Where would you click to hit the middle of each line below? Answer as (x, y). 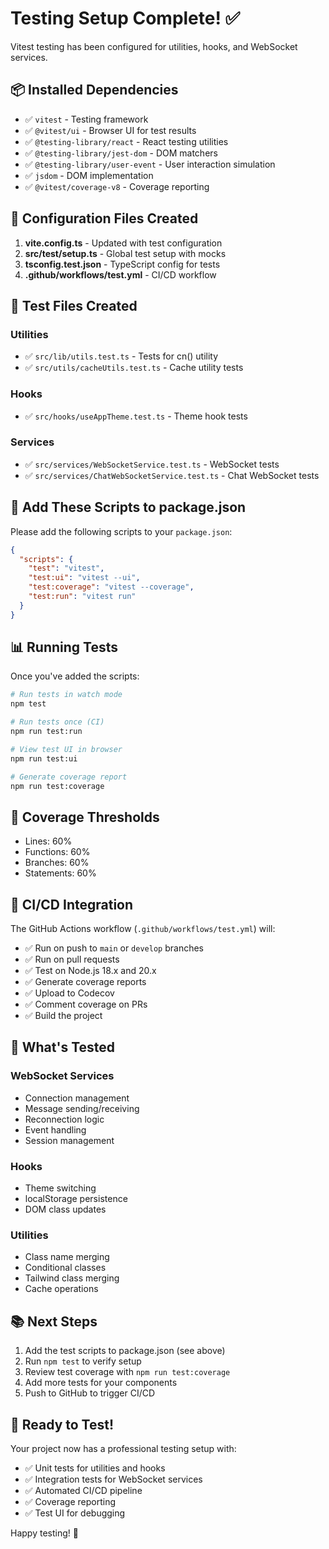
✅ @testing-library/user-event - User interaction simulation (150, 164)
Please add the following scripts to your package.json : (121, 531)
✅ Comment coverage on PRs (86, 1004)
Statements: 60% (60, 873)
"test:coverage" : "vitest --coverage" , (111, 587)
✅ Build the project (63, 1016)
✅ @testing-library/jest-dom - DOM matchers (121, 153)
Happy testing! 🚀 (44, 1533)
